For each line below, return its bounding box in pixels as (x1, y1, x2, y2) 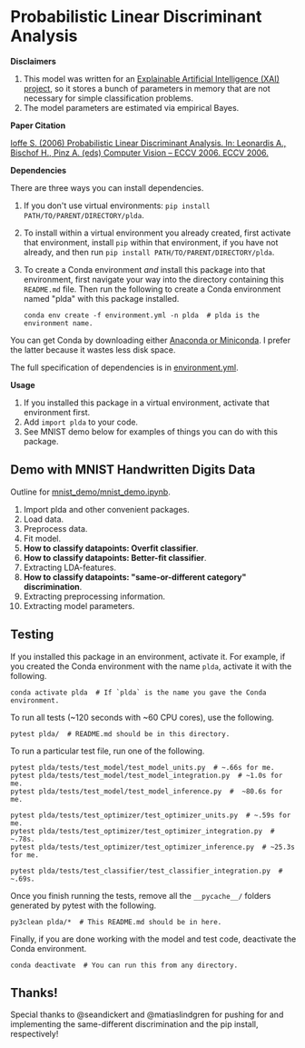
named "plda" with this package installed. (23, 293, 180, 304)
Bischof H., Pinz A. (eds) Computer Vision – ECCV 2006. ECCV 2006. (10, 147, 269, 158)
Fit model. (23, 533, 62, 544)
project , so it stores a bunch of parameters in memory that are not (23, 83, 271, 94)
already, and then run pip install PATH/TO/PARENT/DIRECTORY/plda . (23, 246, 275, 257)
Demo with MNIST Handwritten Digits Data (10, 462, 256, 478)
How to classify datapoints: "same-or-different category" (23, 571, 247, 583)
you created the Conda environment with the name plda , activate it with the (10, 661, 292, 672)
